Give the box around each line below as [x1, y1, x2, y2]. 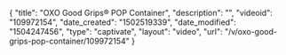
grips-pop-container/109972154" [9, 35, 131, 46]
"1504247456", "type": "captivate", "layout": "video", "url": [9, 27, 223, 36]
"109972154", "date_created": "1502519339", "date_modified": [9, 17, 237, 27]
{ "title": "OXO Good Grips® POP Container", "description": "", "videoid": [9, 8, 273, 18]
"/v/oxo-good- [224, 27, 278, 36]
